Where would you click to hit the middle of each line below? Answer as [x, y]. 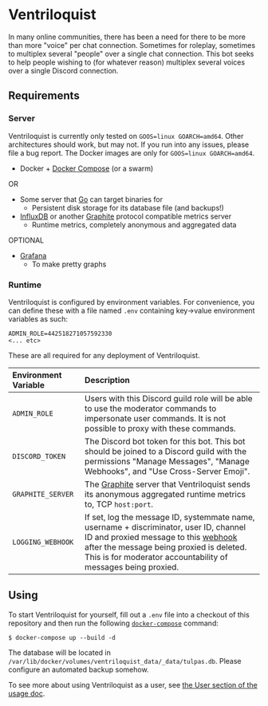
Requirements [44, 96]
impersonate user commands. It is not [155, 418]
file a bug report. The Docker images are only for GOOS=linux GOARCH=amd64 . [132, 152]
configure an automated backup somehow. [79, 669]
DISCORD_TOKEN [39, 456]
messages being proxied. [132, 566]
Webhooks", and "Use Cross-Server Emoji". [167, 471]
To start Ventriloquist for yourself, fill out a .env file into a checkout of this [129, 614]
